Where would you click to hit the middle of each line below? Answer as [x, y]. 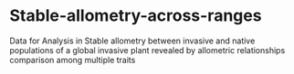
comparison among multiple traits [73, 60]
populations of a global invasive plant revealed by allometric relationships [147, 50]
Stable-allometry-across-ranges [136, 16]
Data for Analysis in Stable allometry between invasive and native [132, 41]
